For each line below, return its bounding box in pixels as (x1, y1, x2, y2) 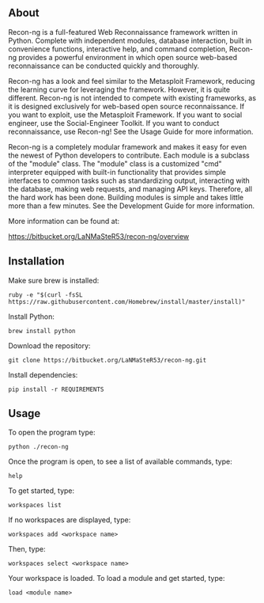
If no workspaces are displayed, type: (8, 515, 131, 525)
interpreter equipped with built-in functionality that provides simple (8, 167, 227, 176)
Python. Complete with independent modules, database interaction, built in (8, 36, 252, 45)
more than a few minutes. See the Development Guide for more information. (8, 201, 255, 210)
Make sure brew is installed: (8, 275, 100, 285)
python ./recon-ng (8, 443, 69, 451)
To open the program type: (8, 427, 96, 438)
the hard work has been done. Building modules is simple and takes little (8, 192, 243, 202)
